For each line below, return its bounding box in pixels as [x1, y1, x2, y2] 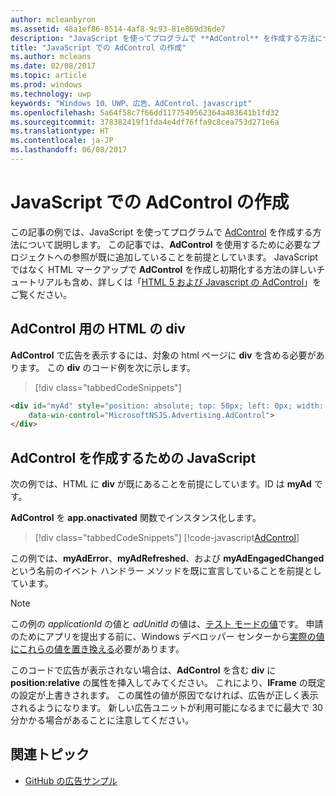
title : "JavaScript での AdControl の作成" [10, 42, 187, 53]
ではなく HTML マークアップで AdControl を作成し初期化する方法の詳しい [10, 263, 317, 275]
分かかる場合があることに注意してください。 [10, 714, 195, 726]
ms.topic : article [10, 71, 87, 81]
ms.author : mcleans [10, 52, 92, 62]
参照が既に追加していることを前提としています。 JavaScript [71, 251, 318, 263]
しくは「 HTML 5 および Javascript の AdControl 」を [106, 276, 322, 288]
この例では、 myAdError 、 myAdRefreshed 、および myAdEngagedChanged [10, 552, 325, 565]
